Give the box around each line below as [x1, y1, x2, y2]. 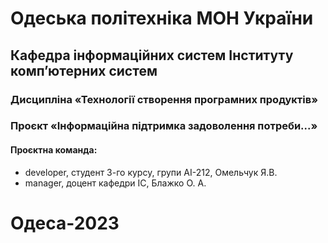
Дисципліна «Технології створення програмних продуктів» [10, 92, 318, 106]
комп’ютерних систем [10, 62, 158, 79]
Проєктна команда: [10, 144, 98, 156]
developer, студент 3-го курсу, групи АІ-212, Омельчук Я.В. [24, 166, 278, 178]
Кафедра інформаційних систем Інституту [10, 47, 294, 64]
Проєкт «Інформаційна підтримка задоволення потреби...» [10, 119, 318, 133]
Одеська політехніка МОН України [10, 7, 314, 30]
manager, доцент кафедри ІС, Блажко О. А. [24, 177, 207, 189]
